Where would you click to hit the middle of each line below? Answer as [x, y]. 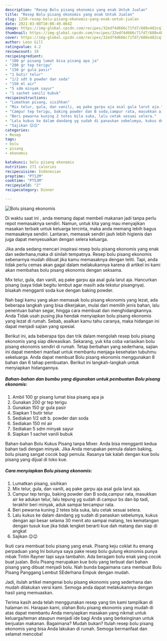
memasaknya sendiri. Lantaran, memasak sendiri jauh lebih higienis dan [79, 234]
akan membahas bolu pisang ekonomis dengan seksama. [64, 270]
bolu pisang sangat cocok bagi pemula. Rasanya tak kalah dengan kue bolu [82, 454]
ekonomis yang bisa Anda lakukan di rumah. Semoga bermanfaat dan [76, 629]
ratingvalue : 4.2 [23, 47]
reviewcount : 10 [22, 51]
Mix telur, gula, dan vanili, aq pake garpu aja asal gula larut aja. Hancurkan [81, 280]
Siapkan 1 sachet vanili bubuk [42, 434]
